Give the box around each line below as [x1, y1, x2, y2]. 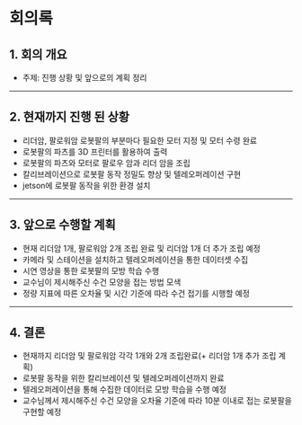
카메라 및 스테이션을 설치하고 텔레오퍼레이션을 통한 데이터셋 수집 [22, 253, 249, 265]
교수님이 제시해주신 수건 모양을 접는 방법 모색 [22, 276, 182, 288]
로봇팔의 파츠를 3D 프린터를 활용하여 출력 [22, 146, 168, 157]
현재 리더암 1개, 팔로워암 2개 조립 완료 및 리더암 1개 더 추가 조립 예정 [22, 243, 261, 253]
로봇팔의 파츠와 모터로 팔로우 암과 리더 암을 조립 [22, 157, 191, 168]
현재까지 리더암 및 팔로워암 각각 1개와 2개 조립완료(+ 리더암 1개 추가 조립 [22, 350, 277, 361]
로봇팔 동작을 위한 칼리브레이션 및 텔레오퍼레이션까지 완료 [22, 373, 225, 384]
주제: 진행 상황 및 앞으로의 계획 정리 [22, 73, 147, 83]
